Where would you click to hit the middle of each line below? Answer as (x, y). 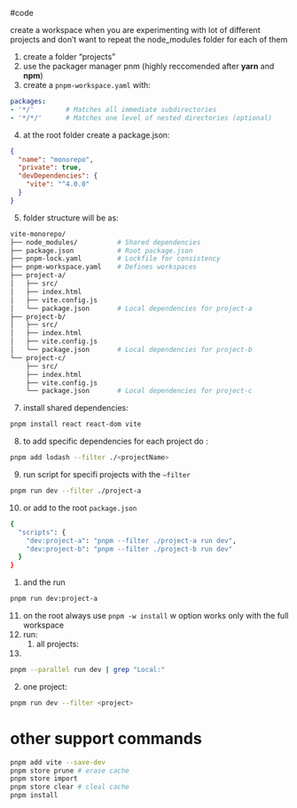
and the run (44, 582)
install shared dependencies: (76, 408)
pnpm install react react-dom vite (76, 424)
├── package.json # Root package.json (102, 251)
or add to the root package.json (80, 508)
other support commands (106, 738)
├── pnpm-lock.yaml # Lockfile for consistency (115, 259)
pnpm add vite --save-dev (58, 762)
